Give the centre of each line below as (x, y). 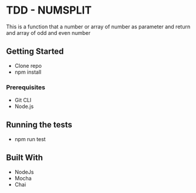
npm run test (30, 139)
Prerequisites (26, 87)
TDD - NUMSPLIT (49, 10)
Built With (24, 158)
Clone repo (28, 66)
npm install (28, 72)
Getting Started (35, 52)
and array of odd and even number (49, 32)
